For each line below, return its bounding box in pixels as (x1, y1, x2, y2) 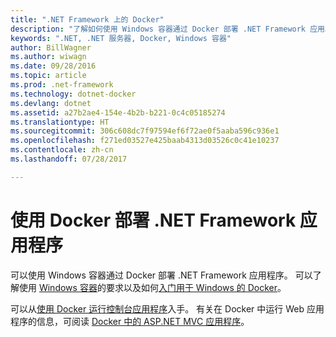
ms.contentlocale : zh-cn (10, 145, 114, 155)
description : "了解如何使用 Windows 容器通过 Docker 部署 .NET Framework (10, 24, 307, 34)
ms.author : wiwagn (10, 52, 87, 62)
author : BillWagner (10, 42, 92, 53)
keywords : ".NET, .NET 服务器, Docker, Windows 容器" (10, 33, 232, 43)
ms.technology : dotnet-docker (10, 89, 137, 99)
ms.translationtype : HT (10, 117, 110, 127)
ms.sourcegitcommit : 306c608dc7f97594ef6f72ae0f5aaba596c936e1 (10, 126, 280, 136)
